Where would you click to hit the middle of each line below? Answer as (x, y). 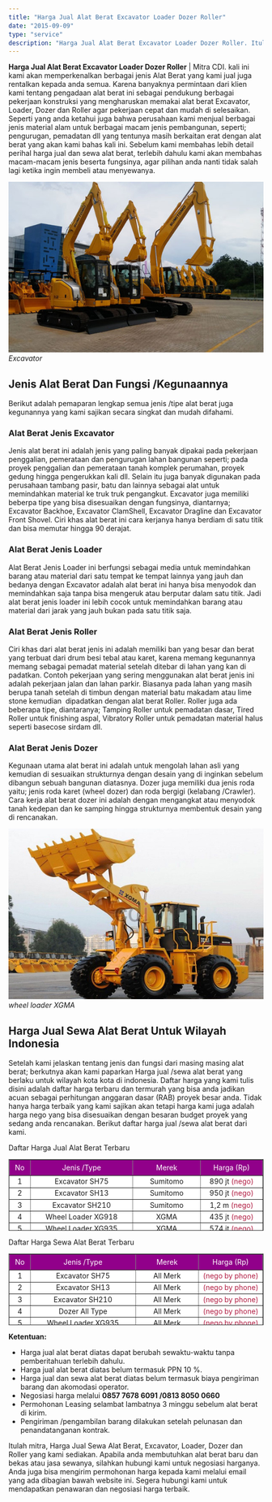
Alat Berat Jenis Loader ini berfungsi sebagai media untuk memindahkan (130, 567)
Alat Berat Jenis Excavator (62, 433)
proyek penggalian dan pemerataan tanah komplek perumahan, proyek (127, 468)
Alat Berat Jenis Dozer (53, 747)
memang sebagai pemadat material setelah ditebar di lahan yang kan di (127, 666)
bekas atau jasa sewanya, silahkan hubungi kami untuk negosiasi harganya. (134, 1463)
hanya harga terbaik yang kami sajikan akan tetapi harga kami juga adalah (132, 1106)
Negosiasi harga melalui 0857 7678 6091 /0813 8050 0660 (120, 1396)
